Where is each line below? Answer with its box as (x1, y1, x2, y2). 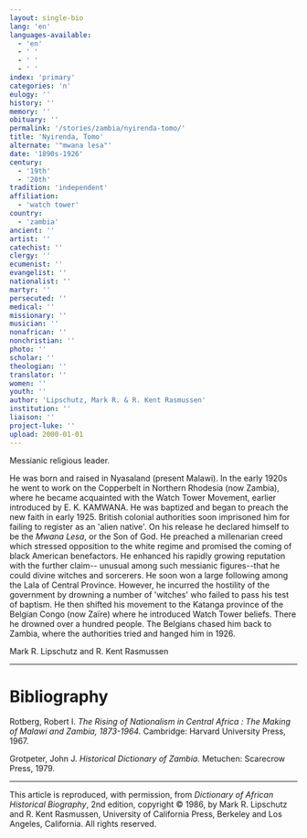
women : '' (9, 378, 48, 388)
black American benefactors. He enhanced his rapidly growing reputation (9, 550, 286, 561)
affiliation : (9, 192, 59, 201)
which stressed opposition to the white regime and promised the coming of (9, 540, 292, 551)
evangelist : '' (9, 269, 68, 278)
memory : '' (9, 107, 51, 116)
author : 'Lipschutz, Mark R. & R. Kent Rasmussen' (9, 396, 206, 405)
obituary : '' (9, 115, 59, 124)
